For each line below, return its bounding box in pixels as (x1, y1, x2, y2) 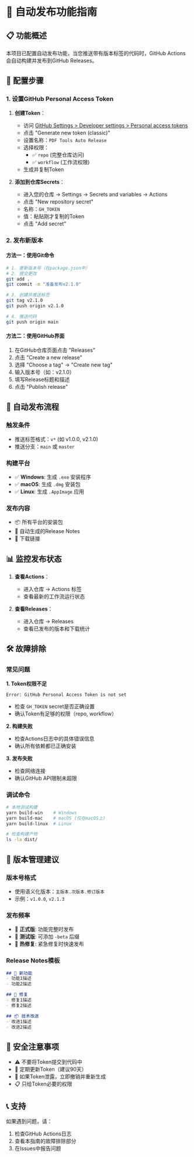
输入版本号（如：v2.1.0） (14, 368, 75, 375)
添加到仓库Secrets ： (14, 178, 65, 185)
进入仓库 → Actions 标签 (23, 585, 82, 592)
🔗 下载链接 (14, 535, 40, 542)
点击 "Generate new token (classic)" (23, 129, 110, 136)
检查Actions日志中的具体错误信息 (14, 735, 95, 742)
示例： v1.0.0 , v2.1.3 (14, 895, 65, 902)
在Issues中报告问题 (14, 1145, 61, 1152)
